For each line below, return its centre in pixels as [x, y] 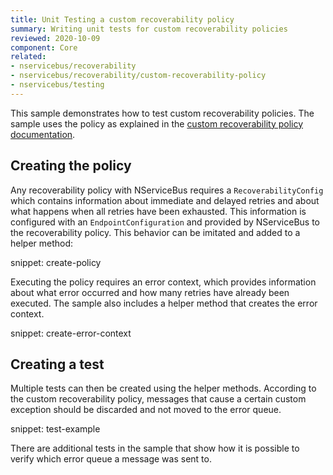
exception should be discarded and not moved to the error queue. [146, 410]
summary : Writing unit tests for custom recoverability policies [149, 29]
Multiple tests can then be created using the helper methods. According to [163, 388]
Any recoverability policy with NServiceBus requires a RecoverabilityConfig [167, 190]
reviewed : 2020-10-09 [55, 38]
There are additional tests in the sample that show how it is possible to [155, 448]
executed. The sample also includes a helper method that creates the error [164, 303]
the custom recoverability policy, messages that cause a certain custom [158, 399]
